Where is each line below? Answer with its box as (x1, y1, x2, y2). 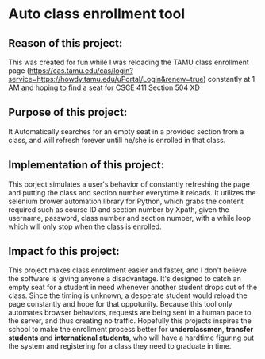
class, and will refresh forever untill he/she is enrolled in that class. (8, 135, 226, 145)
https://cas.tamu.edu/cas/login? (29, 66, 133, 75)
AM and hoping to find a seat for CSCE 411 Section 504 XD (8, 83, 201, 92)
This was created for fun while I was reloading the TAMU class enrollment (8, 57, 250, 67)
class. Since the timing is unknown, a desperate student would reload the (8, 291, 248, 300)
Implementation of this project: (8, 158, 165, 172)
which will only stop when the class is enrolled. (8, 222, 162, 231)
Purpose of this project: (8, 106, 128, 119)
